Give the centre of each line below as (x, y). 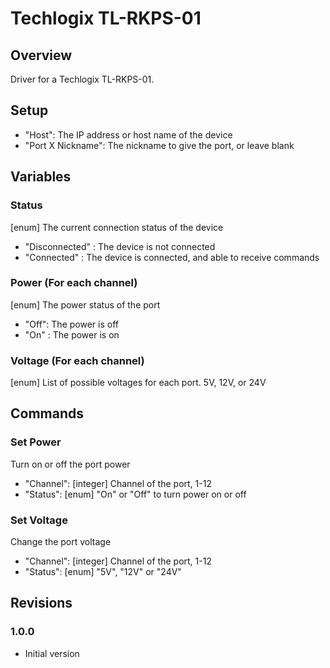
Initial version (52, 653)
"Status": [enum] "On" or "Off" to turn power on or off (135, 494)
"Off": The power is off (71, 324)
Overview (41, 55)
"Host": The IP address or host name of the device (128, 134)
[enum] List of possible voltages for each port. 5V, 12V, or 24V (138, 383)
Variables (41, 177)
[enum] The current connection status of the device (117, 227)
